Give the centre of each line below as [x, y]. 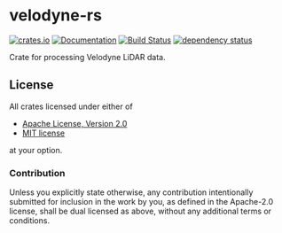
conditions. [30, 221]
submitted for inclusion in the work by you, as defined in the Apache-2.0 [141, 202]
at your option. [36, 150]
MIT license [43, 133]
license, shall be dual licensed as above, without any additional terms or [141, 211]
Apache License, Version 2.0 [74, 123]
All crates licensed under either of [71, 106]
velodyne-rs [55, 16]
